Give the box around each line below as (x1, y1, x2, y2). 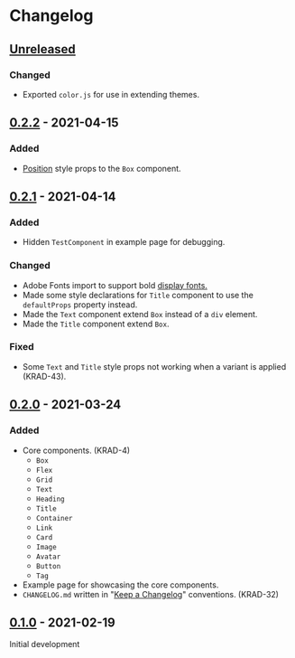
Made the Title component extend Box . (22, 318, 170, 329)
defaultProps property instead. (22, 299, 138, 310)
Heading (35, 494, 65, 503)
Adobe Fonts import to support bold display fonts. (22, 279, 207, 290)
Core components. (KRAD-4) (22, 445, 131, 456)
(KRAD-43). (22, 371, 67, 381)
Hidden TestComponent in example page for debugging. (22, 237, 226, 248)
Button (35, 561, 61, 570)
